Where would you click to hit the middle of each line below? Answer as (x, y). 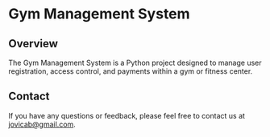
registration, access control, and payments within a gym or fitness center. (131, 71)
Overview (33, 44)
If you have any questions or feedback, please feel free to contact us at (127, 115)
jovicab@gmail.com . (42, 124)
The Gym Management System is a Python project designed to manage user (135, 62)
